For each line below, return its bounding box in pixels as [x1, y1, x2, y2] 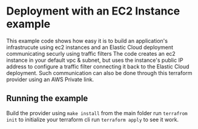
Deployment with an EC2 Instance [6, 4, 180, 18]
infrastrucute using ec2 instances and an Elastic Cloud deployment [6, 44, 174, 51]
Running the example [6, 93, 88, 104]
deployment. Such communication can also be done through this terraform [6, 69, 193, 76]
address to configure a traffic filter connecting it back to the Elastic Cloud [6, 62, 190, 70]
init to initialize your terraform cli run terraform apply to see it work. [6, 116, 179, 123]
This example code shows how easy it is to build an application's [6, 37, 168, 44]
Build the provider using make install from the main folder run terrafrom [6, 109, 188, 116]
